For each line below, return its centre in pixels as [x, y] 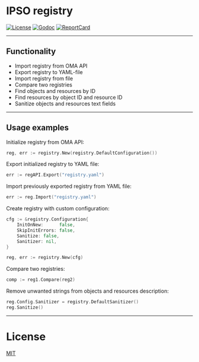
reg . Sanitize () [25, 307]
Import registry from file [44, 78]
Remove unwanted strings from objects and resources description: [87, 291]
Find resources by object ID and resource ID [68, 97]
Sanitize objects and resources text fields [65, 103]
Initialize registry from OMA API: [45, 142]
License [26, 337]
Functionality [31, 52]
